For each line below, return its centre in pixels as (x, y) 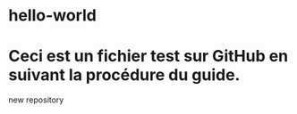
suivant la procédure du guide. (124, 75)
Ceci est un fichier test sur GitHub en (148, 57)
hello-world (53, 16)
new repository (36, 100)
